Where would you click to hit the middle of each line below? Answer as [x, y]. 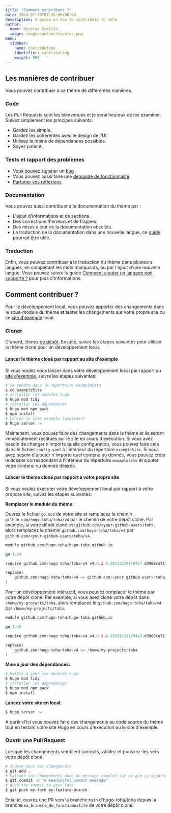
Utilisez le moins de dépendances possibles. [59, 141]
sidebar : [19, 43]
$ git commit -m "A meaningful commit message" [57, 781]
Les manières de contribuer [50, 78]
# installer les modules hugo [37, 395]
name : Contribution [35, 48]
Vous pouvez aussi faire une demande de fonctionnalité [71, 176]
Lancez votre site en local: [34, 703]
